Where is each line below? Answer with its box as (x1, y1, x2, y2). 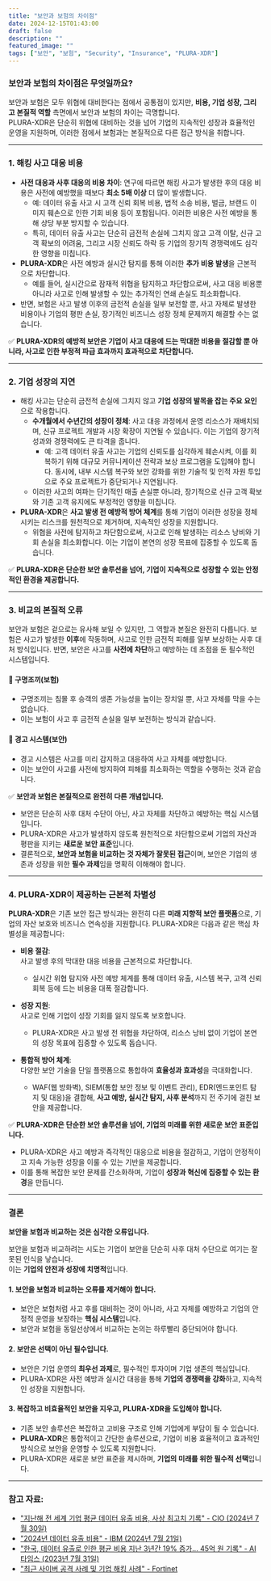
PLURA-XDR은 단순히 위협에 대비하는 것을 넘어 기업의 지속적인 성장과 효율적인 (8, 118, 256, 128)
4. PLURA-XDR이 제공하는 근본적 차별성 (8, 888, 156, 900)
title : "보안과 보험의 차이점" (8, 11, 98, 20)
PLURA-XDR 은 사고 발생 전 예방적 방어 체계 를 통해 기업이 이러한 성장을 (19, 507, 244, 516)
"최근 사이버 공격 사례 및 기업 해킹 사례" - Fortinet (19, 1564, 178, 1574)
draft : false (8, 27, 52, 35)
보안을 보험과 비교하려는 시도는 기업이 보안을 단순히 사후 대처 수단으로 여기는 (8, 1244, 250, 1254)
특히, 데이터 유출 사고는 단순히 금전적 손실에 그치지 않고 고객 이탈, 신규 (31, 228, 254, 238)
